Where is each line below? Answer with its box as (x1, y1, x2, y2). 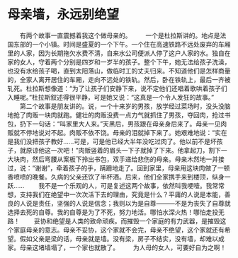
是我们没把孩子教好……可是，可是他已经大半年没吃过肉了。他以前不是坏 (7, 137, 217, 146)
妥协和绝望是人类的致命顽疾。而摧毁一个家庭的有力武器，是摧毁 (33, 216, 220, 225)
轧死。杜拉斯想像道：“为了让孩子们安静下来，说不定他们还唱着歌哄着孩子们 (7, 84, 228, 93)
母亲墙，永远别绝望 (7, 6, 120, 23)
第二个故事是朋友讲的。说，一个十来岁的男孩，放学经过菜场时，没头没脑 (19, 102, 231, 110)
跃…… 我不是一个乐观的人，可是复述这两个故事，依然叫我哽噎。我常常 (7, 181, 225, 189)
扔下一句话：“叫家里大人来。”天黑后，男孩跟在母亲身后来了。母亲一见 (19, 119, 221, 128)
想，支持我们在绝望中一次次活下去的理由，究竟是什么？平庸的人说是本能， (7, 190, 225, 199)
